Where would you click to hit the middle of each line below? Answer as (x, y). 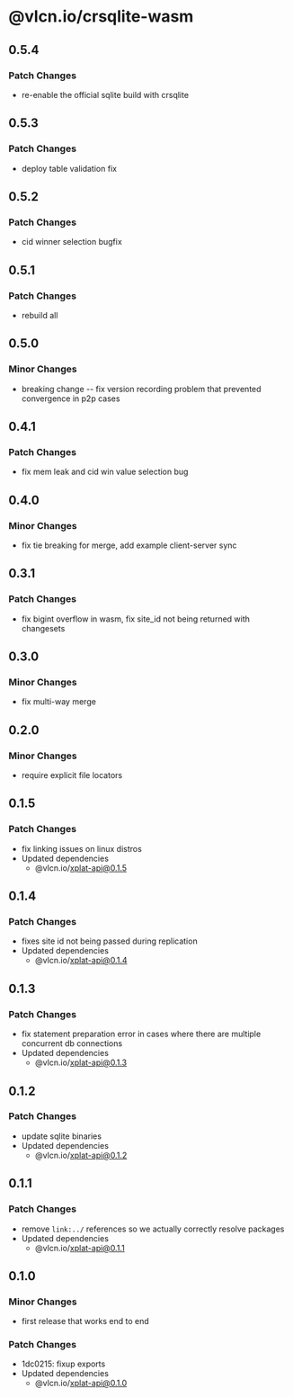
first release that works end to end (85, 1321)
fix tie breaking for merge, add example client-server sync (129, 545)
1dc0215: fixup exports (63, 1364)
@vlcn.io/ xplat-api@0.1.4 (81, 961)
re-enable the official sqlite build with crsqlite (105, 94)
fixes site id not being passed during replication (110, 941)
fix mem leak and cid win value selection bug (105, 472)
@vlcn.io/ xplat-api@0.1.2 (81, 1155)
